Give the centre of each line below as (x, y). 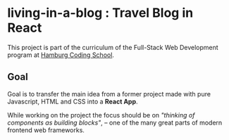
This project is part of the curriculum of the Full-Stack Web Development (113, 47)
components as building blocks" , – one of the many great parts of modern (115, 122)
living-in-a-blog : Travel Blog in (100, 13)
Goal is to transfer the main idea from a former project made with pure (109, 94)
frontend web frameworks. (46, 130)
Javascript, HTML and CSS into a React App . (73, 101)
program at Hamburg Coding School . (61, 55)
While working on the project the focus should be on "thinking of (101, 115)
